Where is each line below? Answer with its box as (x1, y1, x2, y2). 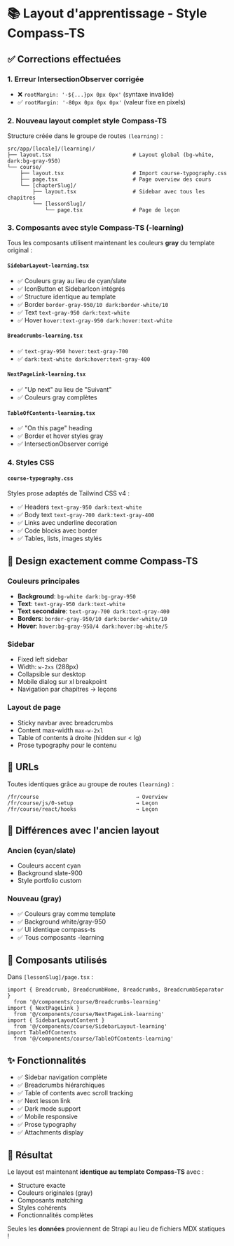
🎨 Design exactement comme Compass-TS (7, 555, 198, 567)
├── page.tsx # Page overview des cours (20, 176, 212, 183)
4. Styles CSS (7, 458, 55, 467)
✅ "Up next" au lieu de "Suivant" (17, 385, 112, 394)
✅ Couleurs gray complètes (17, 393, 98, 402)
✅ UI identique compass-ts (17, 926, 96, 934)
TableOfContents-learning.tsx (7, 409, 96, 417)
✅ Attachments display (17, 1128, 84, 1137)
